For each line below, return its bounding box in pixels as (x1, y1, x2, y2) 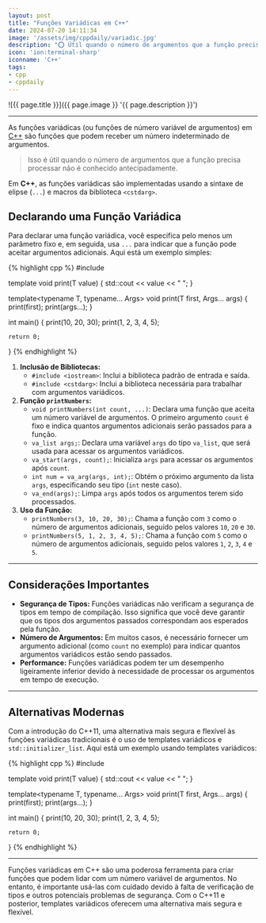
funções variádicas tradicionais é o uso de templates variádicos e (8, 734, 222, 744)
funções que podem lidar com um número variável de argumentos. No (8, 873, 237, 883)
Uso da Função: (19, 505, 73, 515)
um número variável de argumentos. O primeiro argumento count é (31, 413, 249, 423)
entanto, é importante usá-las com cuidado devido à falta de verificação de (8, 882, 254, 891)
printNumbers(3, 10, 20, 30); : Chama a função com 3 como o (31, 514, 237, 523)
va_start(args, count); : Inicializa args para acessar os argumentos (31, 455, 253, 465)
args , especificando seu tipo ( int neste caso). (31, 481, 182, 490)
